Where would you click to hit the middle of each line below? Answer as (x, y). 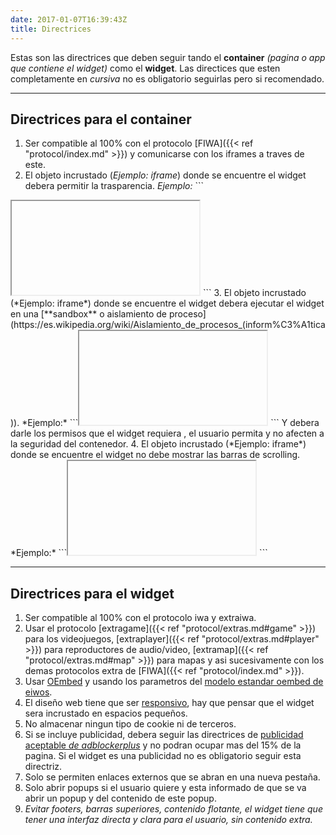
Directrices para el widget (92, 593)
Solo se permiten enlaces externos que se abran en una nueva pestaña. (172, 777)
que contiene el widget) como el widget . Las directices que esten (145, 68)
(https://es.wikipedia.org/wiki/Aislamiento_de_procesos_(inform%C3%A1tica (168, 325)
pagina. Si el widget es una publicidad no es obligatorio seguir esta (163, 756)
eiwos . (38, 692)
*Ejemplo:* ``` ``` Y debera (170, 423)
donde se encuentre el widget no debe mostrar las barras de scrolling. (155, 455)
